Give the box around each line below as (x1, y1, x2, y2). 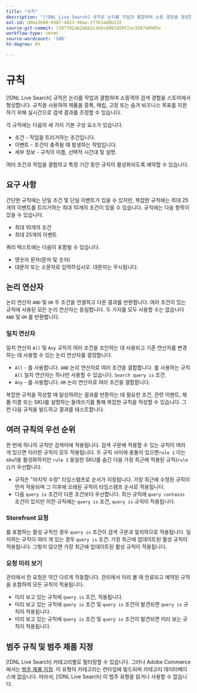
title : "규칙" (6, 8, 38, 15)
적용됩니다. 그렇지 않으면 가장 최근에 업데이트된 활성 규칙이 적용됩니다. (6, 543, 167, 550)
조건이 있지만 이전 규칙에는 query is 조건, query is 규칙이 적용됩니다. (14, 497, 176, 505)
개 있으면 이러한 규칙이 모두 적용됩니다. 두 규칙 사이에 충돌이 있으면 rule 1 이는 (6, 449, 186, 456)
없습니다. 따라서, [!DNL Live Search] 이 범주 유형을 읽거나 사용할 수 (16, 673, 172, 680)
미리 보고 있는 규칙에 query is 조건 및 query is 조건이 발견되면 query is (14, 601, 182, 608)
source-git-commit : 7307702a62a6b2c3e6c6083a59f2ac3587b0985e (6, 25, 161, 31)
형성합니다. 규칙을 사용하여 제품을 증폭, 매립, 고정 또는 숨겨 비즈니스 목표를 (6, 101, 176, 109)
